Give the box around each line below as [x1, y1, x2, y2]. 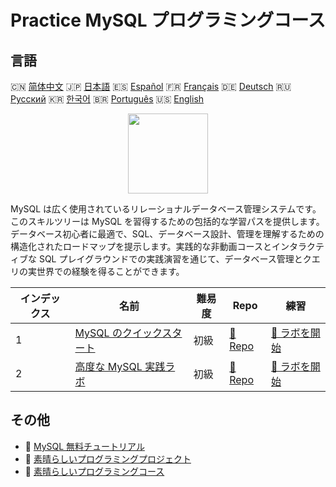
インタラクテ [271, 241, 325, 252]
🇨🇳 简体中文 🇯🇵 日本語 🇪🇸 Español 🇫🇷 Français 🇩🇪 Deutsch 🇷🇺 [10, 81, 292, 92]
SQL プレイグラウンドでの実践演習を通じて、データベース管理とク [38, 253, 312, 265]
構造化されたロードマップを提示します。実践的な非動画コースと [10, 241, 272, 252]
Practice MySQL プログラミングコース [10, 9, 326, 32]
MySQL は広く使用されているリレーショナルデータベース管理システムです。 [10, 203, 322, 215]
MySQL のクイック [74, 326, 163, 340]
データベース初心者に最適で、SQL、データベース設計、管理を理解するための [10, 228, 325, 240]
